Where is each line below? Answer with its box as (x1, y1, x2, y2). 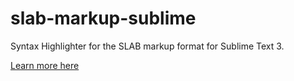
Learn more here (10, 59, 80, 71)
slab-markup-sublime (10, 7, 197, 30)
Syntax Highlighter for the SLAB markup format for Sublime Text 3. (10, 40, 285, 52)
